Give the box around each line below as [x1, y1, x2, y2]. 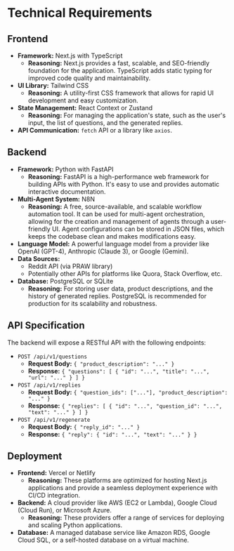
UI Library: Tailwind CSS [17, 81, 89, 89]
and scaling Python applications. [27, 521, 123, 529]
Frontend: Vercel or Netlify [17, 469, 96, 477]
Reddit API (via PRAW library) [27, 262, 113, 270]
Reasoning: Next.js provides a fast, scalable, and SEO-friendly [27, 59, 209, 67]
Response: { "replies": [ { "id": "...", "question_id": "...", [27, 401, 223, 410]
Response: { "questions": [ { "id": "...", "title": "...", [27, 366, 210, 375]
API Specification [7, 319, 86, 331]
